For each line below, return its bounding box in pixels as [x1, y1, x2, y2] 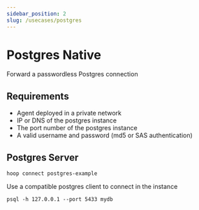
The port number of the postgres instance [16, 124, 138, 132]
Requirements [6, 90, 69, 102]
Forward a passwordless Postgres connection [6, 70, 138, 78]
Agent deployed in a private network [16, 109, 122, 118]
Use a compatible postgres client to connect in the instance [6, 183, 178, 191]
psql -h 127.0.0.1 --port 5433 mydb [6, 196, 113, 203]
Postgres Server [6, 151, 79, 163]
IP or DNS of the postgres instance [16, 116, 117, 125]
